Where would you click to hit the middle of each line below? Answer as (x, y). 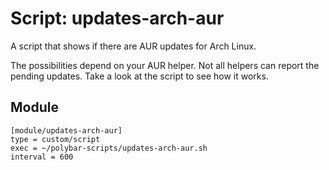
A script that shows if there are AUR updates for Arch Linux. (133, 46)
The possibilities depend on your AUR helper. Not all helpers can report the (165, 65)
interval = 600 (42, 157)
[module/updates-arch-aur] (66, 130)
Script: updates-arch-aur (117, 18)
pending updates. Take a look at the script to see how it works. (139, 76)
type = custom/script (55, 139)
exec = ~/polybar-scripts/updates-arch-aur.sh (109, 148)
